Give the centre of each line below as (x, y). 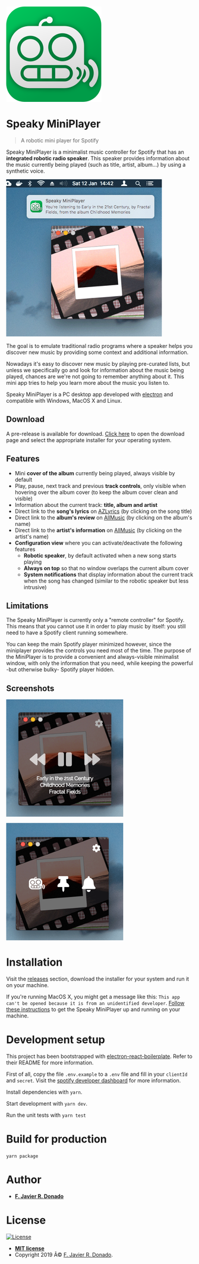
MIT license (29, 1248)
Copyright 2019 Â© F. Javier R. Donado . (64, 1254)
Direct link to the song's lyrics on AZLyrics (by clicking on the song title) (103, 511)
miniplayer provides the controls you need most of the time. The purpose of (99, 650)
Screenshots (30, 688)
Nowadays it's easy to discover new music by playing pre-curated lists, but (98, 363)
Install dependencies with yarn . (44, 1092)
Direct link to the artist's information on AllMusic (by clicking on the (98, 530)
